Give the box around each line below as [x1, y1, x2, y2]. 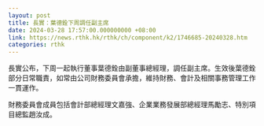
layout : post [8, 11, 51, 20]
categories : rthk [8, 41, 65, 49]
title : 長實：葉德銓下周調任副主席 [8, 19, 109, 27]
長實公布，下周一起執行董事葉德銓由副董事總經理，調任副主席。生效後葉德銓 [8, 64, 256, 73]
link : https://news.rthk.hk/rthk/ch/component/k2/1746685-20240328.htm [8, 33, 247, 42]
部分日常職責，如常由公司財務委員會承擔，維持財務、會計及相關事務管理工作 [8, 73, 256, 83]
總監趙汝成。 [14, 109, 57, 119]
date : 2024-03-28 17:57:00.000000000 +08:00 [8, 26, 156, 34]
